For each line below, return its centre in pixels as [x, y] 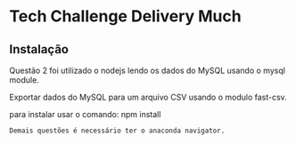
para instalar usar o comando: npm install [85, 114]
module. [25, 80]
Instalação [39, 49]
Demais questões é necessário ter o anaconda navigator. [117, 131]
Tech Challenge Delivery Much [126, 16]
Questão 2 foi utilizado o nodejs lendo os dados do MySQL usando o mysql [147, 70]
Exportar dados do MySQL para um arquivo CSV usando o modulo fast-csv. [148, 97]
